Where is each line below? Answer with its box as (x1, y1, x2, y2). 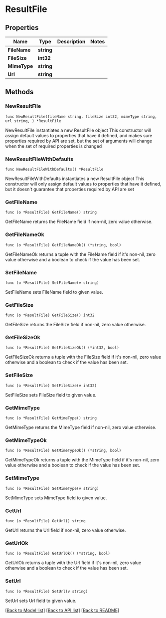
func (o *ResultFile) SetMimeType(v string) (5, 486, 99, 491)
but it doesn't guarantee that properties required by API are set (5, 186, 135, 192)
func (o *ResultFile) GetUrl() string (5, 518, 86, 523)
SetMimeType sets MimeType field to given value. (5, 495, 107, 501)
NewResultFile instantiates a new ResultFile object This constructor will (5, 127, 151, 133)
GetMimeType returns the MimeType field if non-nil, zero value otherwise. (5, 424, 157, 430)
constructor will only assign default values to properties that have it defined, (5, 181, 162, 187)
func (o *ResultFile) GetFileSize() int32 (5, 313, 95, 318)
